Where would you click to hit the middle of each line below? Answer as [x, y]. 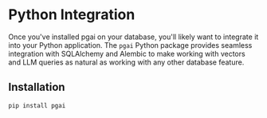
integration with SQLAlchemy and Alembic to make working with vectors [127, 53]
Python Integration [72, 15]
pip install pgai [37, 105]
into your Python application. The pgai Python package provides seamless [130, 45]
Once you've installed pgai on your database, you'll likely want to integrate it [133, 37]
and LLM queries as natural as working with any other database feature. [126, 62]
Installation [37, 87]
